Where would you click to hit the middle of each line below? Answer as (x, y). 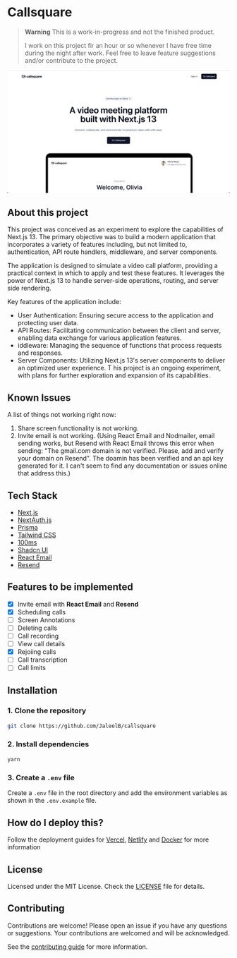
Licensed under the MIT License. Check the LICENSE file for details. (106, 886)
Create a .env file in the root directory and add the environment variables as (117, 793)
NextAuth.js (35, 520)
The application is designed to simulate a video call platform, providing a (113, 266)
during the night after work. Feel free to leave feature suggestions (120, 53)
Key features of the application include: (64, 302)
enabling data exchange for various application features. (99, 338)
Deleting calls (37, 628)
